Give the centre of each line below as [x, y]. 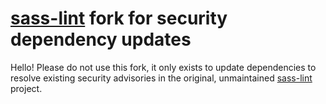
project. [26, 88]
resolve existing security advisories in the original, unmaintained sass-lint [161, 78]
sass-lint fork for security [119, 18]
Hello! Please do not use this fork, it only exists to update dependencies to [163, 67]
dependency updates [101, 39]
